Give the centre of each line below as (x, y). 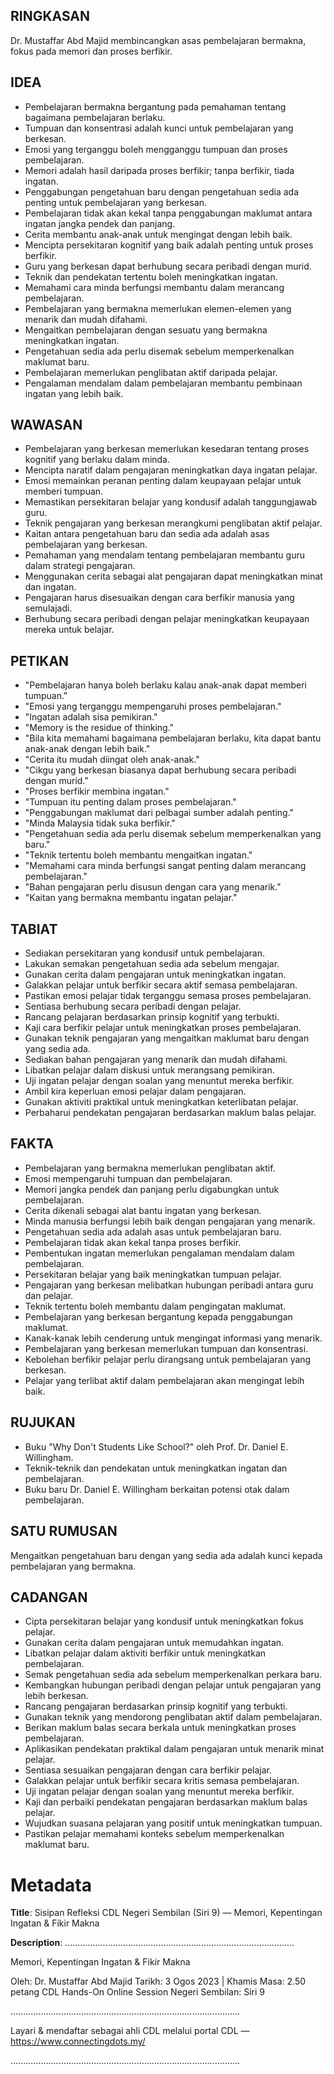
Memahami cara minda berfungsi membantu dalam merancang (154, 287)
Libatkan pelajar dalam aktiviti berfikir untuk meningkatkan (145, 1653)
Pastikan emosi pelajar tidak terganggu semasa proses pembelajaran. (168, 996)
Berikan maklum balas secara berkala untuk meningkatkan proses (160, 1728)
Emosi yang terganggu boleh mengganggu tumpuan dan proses (156, 149)
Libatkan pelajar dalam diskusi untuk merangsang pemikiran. (149, 1070)
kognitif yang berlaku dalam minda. (97, 460)
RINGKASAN (50, 16)
